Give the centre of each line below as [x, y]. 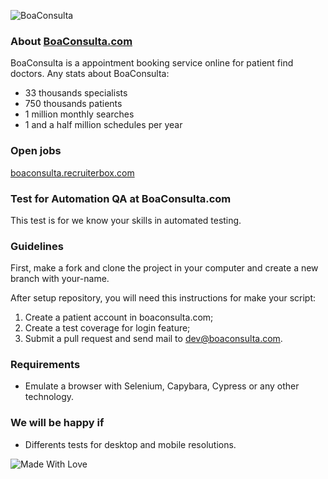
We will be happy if [57, 423]
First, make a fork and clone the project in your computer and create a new [164, 268]
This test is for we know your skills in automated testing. [126, 220]
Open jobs [36, 151]
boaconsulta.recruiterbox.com [72, 172]
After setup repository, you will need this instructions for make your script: [163, 298]
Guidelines [37, 246]
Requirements [45, 365]
